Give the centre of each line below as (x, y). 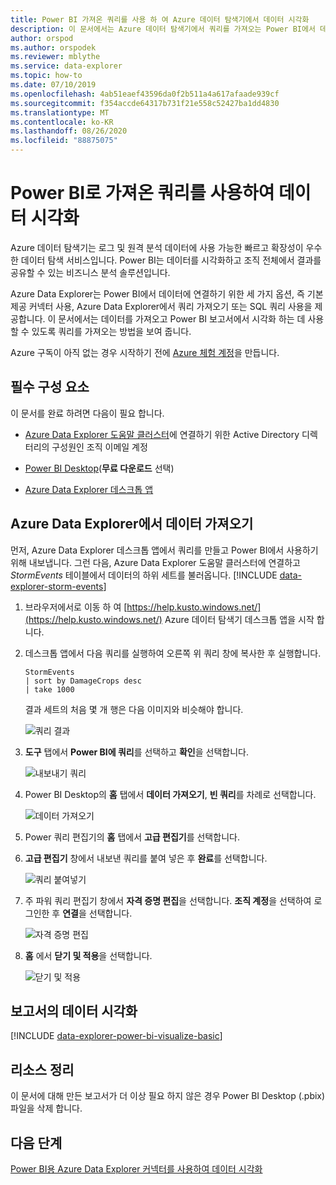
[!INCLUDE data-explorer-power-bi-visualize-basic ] (116, 1036)
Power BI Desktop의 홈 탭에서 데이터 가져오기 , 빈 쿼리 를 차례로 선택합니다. (170, 794)
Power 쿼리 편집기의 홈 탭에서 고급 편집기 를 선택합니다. (132, 837)
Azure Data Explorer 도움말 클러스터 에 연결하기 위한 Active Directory (162, 434)
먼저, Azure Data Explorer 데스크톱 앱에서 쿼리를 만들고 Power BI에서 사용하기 (164, 550)
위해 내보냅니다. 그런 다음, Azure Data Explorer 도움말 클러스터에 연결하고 (155, 562)
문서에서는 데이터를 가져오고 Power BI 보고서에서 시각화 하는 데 (182, 318)
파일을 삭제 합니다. (46, 1108)
